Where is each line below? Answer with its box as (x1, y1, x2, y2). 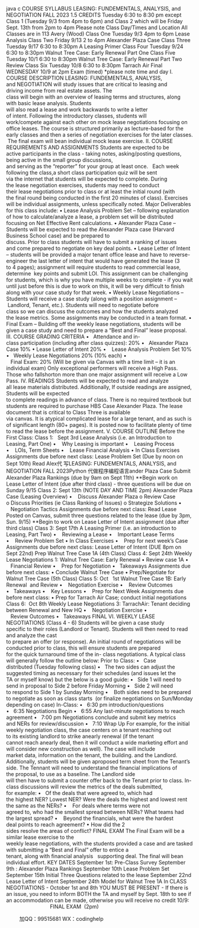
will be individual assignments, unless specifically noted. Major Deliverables (6, 201, 191, 207)
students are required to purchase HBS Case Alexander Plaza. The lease (6, 403, 183, 409)
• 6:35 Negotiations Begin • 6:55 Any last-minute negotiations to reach (6, 708, 185, 714)
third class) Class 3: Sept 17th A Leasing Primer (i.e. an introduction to (6, 525, 176, 531)
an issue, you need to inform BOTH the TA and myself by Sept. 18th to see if (6, 891, 191, 897)
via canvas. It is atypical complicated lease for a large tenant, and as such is (6, 415, 192, 422)
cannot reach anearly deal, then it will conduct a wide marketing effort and (6, 739, 188, 746)
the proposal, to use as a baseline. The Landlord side (6, 771, 136, 777)
